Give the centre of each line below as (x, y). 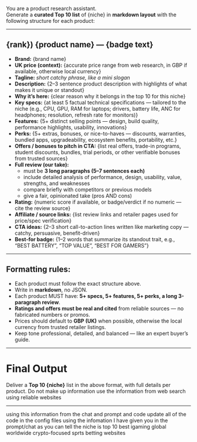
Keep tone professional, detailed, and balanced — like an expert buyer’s (101, 333)
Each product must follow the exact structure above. (78, 283)
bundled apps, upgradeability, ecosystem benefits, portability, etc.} (96, 139)
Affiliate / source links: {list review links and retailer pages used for (96, 214)
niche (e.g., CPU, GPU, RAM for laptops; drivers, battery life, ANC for (97, 108)
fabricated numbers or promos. (52, 314)
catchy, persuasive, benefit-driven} (57, 233)
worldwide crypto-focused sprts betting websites (66, 433)
